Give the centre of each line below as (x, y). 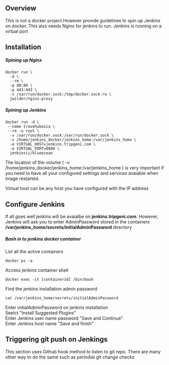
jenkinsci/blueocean (31, 153)
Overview (21, 8)
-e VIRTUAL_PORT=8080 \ (35, 149)
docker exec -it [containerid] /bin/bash (49, 279)
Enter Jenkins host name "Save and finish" (50, 324)
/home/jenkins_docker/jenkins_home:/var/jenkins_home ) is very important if (84, 168)
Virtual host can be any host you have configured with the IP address (77, 189)
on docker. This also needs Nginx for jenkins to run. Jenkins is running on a (83, 26)
